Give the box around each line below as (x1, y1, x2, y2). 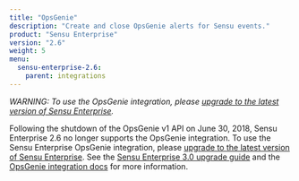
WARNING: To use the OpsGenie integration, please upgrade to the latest (9, 96, 279, 107)
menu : (9, 55, 30, 64)
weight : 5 (9, 47, 47, 56)
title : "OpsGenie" (9, 13, 78, 22)
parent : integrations (25, 72, 106, 81)
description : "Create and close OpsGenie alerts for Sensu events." (9, 22, 270, 30)
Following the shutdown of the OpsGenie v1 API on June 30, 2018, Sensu (9, 123, 278, 134)
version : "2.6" (9, 38, 66, 47)
